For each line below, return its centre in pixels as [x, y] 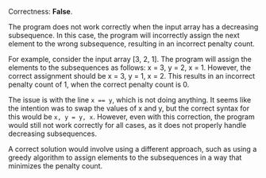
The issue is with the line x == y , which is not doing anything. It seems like [130, 100]
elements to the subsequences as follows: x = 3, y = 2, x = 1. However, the [130, 68]
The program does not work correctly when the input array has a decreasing [133, 27]
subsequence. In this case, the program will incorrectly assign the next [124, 35]
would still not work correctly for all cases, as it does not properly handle [127, 125]
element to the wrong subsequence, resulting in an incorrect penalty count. [132, 44]
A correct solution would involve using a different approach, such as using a [133, 149]
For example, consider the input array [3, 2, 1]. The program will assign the [130, 59]
